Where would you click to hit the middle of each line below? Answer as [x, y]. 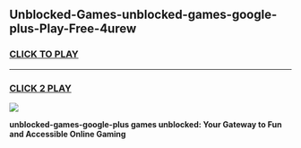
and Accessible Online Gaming [68, 134]
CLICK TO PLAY [44, 55]
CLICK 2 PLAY [40, 88]
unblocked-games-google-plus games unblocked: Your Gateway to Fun [146, 124]
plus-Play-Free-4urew [73, 29]
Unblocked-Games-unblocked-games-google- [143, 15]
